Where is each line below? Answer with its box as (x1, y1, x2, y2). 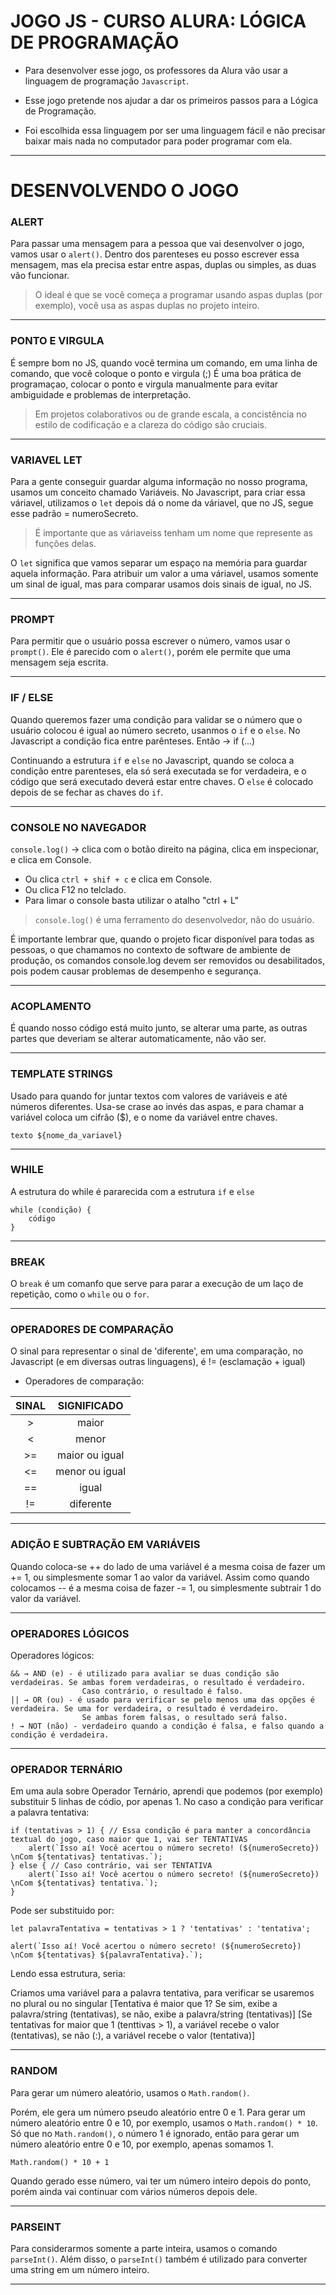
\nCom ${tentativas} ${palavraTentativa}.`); (10, 1950, 203, 1960)
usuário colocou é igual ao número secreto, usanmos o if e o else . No (10, 724, 301, 736)
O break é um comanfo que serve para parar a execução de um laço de (10, 1278, 304, 1290)
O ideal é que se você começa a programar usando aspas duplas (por (34, 289, 323, 301)
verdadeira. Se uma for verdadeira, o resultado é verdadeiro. (10, 1703, 280, 1714)
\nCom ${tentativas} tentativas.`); (10, 1852, 163, 1862)
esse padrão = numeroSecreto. (10, 508, 139, 520)
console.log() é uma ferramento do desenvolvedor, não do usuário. (34, 913, 315, 925)
